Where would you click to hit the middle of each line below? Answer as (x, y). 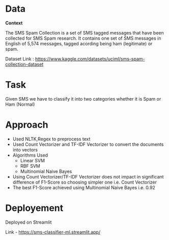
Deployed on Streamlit (29, 222)
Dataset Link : (20, 58)
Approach (27, 125)
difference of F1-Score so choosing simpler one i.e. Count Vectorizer (84, 182)
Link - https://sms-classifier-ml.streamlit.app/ (53, 232)
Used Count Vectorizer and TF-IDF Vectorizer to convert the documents (88, 144)
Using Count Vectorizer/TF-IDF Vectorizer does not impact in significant (88, 176)
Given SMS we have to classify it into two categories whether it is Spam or (83, 99)
